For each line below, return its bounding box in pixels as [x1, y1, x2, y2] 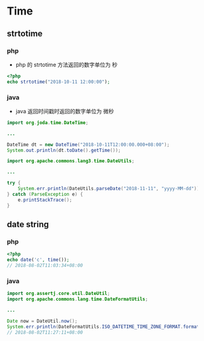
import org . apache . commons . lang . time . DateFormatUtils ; [7, 296, 148, 302]
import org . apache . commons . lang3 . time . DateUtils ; [7, 158, 135, 164]
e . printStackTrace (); [18, 197, 72, 203]
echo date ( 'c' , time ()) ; [7, 257, 70, 263]
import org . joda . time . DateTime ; [7, 119, 88, 125]
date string [7, 219, 49, 230]
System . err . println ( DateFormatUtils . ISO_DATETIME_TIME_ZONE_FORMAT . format [7, 323, 200, 329]
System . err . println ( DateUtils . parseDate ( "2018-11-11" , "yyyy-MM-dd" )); [18, 186, 202, 192]
